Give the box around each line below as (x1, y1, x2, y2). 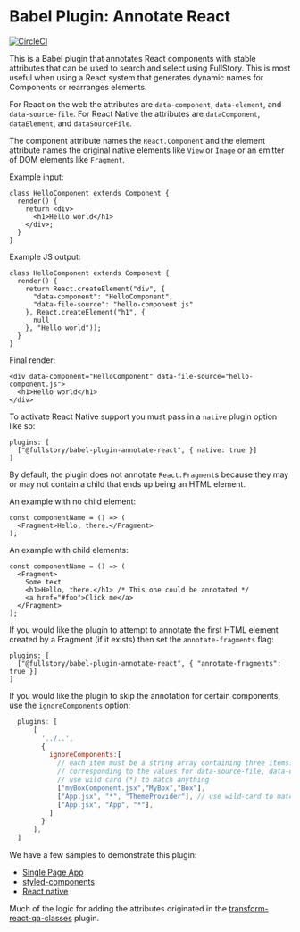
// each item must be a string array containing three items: (56, 759, 294, 768)
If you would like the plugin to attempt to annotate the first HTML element (9, 624, 279, 635)
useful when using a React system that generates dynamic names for (9, 71, 264, 82)
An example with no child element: (9, 496, 137, 507)
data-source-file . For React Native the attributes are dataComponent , (9, 108, 261, 119)
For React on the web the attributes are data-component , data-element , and (9, 98, 282, 109)
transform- (229, 903, 270, 914)
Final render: (9, 355, 56, 365)
